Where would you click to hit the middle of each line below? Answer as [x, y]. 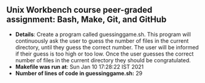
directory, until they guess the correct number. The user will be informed [107, 47]
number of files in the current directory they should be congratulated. [103, 60]
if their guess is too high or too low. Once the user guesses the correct [104, 54]
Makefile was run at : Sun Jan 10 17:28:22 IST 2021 [79, 67]
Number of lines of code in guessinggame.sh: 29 [79, 73]
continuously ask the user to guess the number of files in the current [102, 41]
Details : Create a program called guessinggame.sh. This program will [103, 34]
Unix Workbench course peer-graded [79, 10]
